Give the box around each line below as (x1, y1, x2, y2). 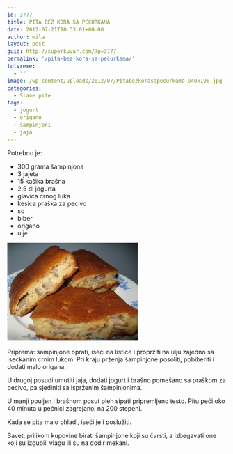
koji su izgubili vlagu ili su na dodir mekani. (7, 439, 130, 447)
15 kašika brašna (17, 177, 65, 185)
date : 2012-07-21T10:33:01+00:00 (7, 26, 104, 33)
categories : (7, 84, 42, 92)
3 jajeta (17, 169, 39, 178)
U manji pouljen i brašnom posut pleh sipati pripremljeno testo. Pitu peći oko (7, 397, 226, 405)
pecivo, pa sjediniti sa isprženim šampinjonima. (7, 383, 143, 391)
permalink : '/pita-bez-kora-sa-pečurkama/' (7, 56, 136, 63)
